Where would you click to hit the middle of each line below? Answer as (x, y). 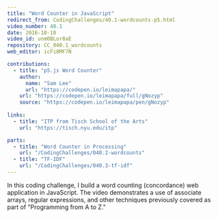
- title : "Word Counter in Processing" (70, 147)
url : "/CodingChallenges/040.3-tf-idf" (76, 166)
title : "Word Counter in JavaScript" (61, 13)
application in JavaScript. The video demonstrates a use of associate (104, 192)
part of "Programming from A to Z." (56, 207)
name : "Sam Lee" (48, 83)
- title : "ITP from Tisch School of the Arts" (81, 121)
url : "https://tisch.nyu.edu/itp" (68, 128)
